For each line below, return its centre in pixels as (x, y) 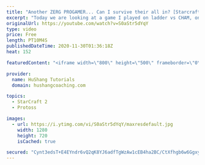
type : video (21, 29)
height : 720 (32, 136)
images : (16, 119)
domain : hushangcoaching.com (49, 85)
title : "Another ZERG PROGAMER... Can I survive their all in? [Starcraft (103, 12)
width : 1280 (32, 130)
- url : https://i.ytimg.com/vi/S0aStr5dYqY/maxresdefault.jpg (92, 124)
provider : (19, 74)
